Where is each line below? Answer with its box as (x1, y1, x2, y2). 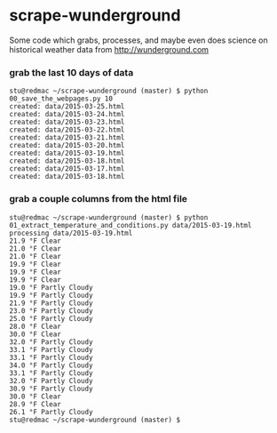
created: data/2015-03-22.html (9, 125, 125, 134)
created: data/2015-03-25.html (9, 102, 125, 111)
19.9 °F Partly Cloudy (9, 291, 93, 300)
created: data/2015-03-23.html (9, 117, 125, 127)
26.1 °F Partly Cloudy (9, 407, 93, 416)
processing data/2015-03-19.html (9, 229, 133, 237)
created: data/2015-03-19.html (9, 148, 125, 158)
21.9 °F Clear (9, 237, 62, 245)
